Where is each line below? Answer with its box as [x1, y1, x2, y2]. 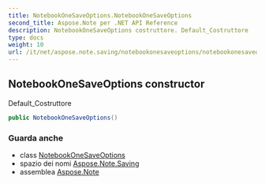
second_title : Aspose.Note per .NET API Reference [8, 19, 178, 27]
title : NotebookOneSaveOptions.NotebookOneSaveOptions [8, 11, 192, 20]
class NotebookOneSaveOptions [19, 150, 126, 160]
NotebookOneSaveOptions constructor [8, 77, 205, 91]
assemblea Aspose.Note [19, 167, 100, 176]
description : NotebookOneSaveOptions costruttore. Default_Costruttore [8, 26, 248, 34]
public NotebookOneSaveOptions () [8, 114, 118, 122]
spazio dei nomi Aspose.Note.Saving [19, 159, 140, 168]
